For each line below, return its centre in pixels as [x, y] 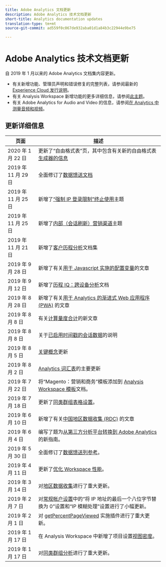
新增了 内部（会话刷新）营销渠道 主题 [80, 223]
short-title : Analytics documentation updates [54, 19]
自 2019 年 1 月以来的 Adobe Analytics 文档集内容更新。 [62, 73]
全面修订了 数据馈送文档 [65, 175]
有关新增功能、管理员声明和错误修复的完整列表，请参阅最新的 [75, 84]
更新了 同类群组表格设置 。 [68, 402]
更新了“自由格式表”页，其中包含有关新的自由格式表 [97, 150]
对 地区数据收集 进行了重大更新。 [75, 486]
